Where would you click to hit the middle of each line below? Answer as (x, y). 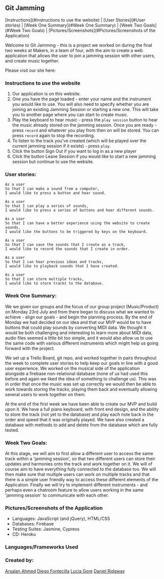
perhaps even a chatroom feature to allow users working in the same (74, 490)
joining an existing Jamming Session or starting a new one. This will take (85, 110)
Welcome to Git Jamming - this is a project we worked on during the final (79, 45)
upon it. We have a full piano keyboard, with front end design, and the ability (82, 409)
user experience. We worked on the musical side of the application (72, 368)
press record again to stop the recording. (54, 136)
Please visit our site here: (31, 70)
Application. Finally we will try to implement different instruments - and (76, 485)
